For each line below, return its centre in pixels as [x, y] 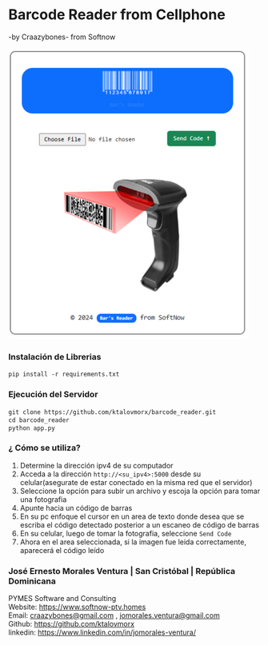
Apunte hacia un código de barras [76, 508]
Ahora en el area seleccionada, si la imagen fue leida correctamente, [133, 542]
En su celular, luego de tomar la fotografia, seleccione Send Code [126, 533]
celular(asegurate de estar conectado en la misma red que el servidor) [136, 482]
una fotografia [43, 499]
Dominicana [32, 581]
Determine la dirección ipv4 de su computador [96, 465]
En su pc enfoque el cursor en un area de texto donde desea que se [132, 516]
